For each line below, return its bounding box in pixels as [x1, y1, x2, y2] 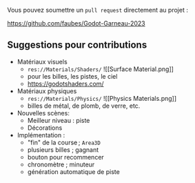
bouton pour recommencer [27, 153, 105, 161]
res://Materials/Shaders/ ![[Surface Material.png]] [27, 65, 174, 73]
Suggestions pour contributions [7, 39, 147, 51]
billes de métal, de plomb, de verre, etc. [27, 102, 141, 110]
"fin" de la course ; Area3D [27, 138, 101, 146]
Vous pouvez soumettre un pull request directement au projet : [7, 6, 188, 14]
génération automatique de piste [27, 167, 121, 175]
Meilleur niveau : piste [27, 116, 90, 124]
